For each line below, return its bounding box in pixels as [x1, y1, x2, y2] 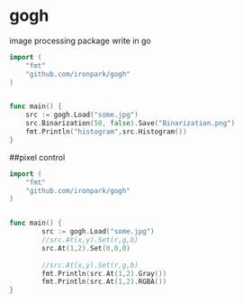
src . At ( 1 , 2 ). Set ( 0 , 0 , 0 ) [41, 243, 130, 252]
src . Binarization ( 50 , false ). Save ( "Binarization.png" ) [25, 119, 236, 128]
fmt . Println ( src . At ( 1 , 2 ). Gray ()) [41, 269, 167, 278]
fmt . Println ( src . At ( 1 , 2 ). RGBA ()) [41, 277, 167, 287]
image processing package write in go [9, 35, 151, 46]
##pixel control [9, 151, 66, 162]
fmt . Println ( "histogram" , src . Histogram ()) [25, 127, 187, 136]
